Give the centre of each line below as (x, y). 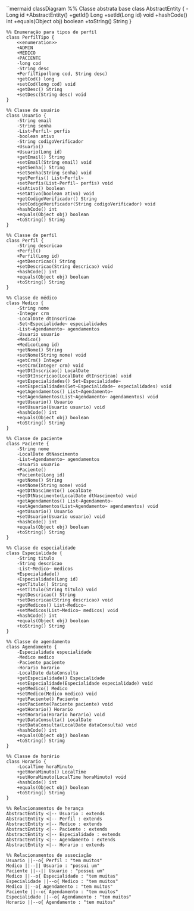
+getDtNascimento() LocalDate (54, 491)
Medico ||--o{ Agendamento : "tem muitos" (60, 887)
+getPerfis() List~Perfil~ (50, 178)
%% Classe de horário (33, 756)
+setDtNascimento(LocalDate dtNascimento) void (77, 496)
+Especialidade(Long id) (48, 579)
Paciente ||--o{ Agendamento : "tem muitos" (62, 892)
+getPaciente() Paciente (48, 699)
